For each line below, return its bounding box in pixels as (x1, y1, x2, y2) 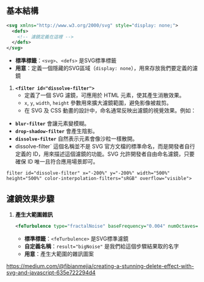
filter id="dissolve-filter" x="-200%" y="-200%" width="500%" (6, 170, 171, 176)
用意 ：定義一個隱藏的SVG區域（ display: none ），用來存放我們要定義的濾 (15, 65, 198, 72)
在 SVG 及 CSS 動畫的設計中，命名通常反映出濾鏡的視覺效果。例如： (24, 107, 197, 114)
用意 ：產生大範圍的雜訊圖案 (24, 250, 94, 258)
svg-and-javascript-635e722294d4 (6, 269, 96, 276)
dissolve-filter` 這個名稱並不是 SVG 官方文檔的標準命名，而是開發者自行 (15, 143, 195, 150)
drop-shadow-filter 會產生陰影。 (15, 128, 99, 135)
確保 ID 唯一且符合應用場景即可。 (15, 158, 99, 165)
